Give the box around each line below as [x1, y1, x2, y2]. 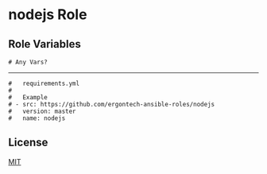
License [8, 136, 48, 149]
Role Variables [8, 37, 81, 51]
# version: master [8, 107, 77, 115]
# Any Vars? [8, 58, 48, 66]
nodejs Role [8, 6, 87, 24]
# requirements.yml [8, 79, 80, 87]
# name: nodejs [8, 114, 66, 122]
